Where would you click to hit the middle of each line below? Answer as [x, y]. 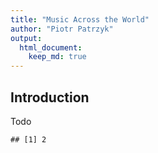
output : [26, 38]
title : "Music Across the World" [80, 19]
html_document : [51, 47]
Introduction [50, 97]
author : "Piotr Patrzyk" [62, 29]
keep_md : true [57, 57]
